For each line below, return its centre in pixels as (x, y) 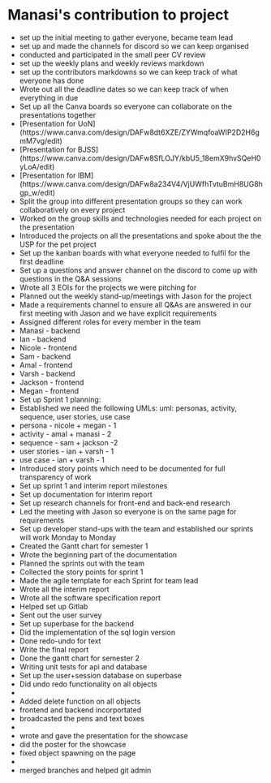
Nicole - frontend (48, 347)
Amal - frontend (46, 365)
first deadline (41, 261)
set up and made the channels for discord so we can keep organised (134, 45)
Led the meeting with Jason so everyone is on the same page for (128, 511)
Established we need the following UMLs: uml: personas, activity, (128, 408)
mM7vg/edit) (41, 140)
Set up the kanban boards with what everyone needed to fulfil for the (135, 252)
